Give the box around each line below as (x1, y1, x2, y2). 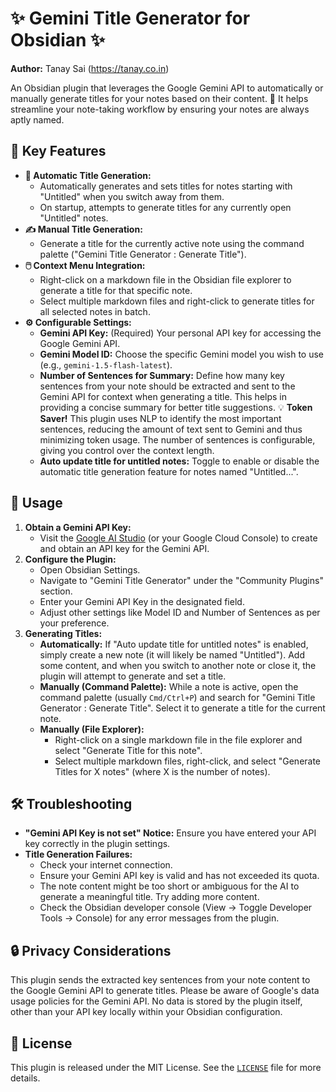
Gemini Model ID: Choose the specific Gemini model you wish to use (39, 348, 325, 360)
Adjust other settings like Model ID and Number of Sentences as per (39, 606, 321, 618)
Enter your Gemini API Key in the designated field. (39, 595, 245, 607)
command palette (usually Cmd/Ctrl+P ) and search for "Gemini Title (39, 691, 316, 703)
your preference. (39, 617, 110, 629)
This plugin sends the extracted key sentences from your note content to (10, 974, 311, 986)
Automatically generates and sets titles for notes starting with (39, 180, 293, 192)
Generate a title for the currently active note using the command (39, 237, 305, 249)
